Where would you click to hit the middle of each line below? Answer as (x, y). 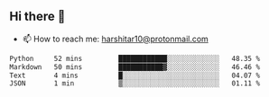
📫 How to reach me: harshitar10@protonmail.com (116, 39)
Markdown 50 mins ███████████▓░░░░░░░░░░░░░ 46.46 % (134, 67)
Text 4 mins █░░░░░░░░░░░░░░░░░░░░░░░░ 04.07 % (134, 75)
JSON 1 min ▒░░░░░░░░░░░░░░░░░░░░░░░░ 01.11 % (134, 84)
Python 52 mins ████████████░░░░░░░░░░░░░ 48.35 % (134, 58)
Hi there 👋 (37, 17)
